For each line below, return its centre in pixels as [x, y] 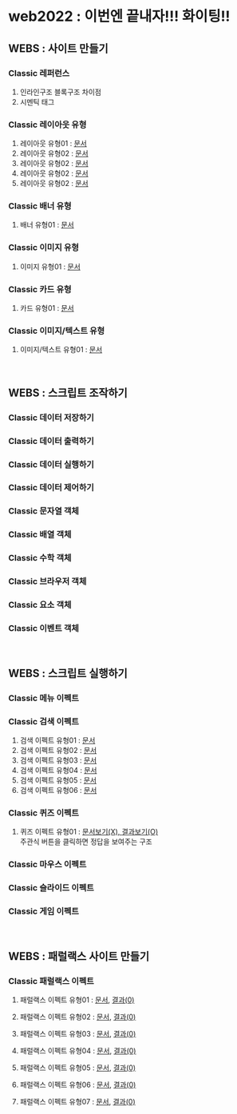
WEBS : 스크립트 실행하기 [68, 673]
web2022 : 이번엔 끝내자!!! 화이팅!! [119, 16]
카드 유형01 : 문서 [47, 308]
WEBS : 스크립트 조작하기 [68, 392]
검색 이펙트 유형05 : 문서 [58, 780]
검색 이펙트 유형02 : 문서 [58, 750]
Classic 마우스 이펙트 [47, 865]
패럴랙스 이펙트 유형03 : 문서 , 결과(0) [78, 1034]
